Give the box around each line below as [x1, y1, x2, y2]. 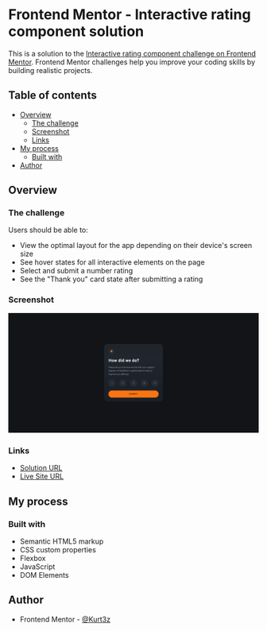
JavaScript [19, 562, 56, 571]
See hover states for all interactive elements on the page [19, 257, 205, 267]
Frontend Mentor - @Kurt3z [19, 614, 111, 624]
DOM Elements [19, 570, 69, 579]
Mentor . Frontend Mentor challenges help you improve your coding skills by [8, 57, 256, 67]
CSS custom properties [19, 544, 97, 554]
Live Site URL [19, 471, 64, 482]
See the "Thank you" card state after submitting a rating [19, 274, 203, 284]
